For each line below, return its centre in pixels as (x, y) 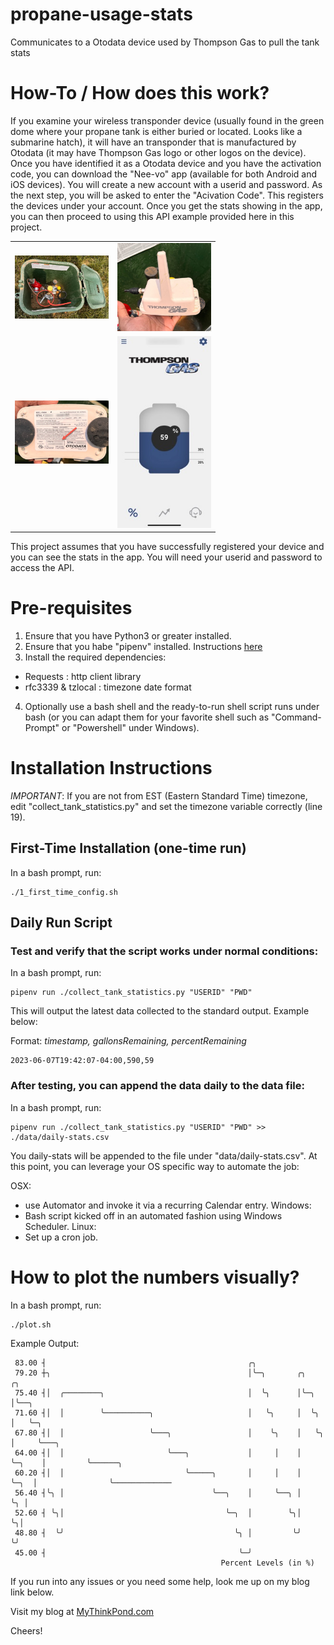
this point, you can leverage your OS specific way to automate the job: (155, 1166)
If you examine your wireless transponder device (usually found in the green (167, 120)
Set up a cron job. (61, 1237)
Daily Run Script (61, 923)
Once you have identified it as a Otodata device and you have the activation (166, 163)
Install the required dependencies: (95, 657)
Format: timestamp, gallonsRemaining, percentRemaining (128, 1041)
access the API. (42, 568)
